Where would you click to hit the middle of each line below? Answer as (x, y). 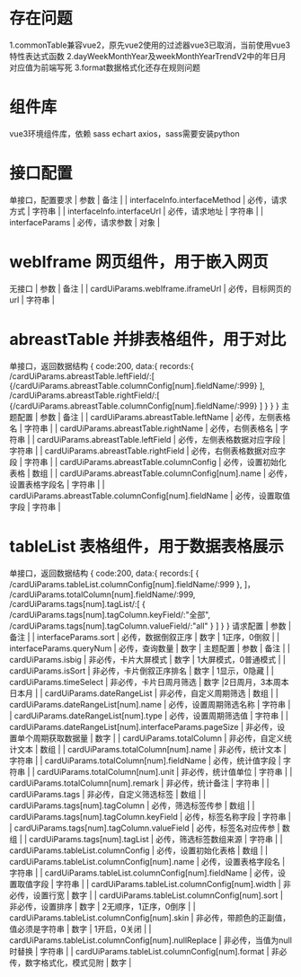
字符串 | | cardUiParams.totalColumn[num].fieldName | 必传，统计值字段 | (145, 761)
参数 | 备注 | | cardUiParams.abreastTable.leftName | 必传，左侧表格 (165, 417)
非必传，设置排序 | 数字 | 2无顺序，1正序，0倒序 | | (102, 906)
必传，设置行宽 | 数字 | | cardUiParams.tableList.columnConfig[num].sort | (146, 895)
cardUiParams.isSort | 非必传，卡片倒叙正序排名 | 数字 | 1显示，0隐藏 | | (142, 671)
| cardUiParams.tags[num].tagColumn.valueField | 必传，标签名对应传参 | (145, 828)
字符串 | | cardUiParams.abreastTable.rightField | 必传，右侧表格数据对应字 (147, 451)
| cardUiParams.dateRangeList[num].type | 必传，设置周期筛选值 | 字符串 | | (149, 716)
